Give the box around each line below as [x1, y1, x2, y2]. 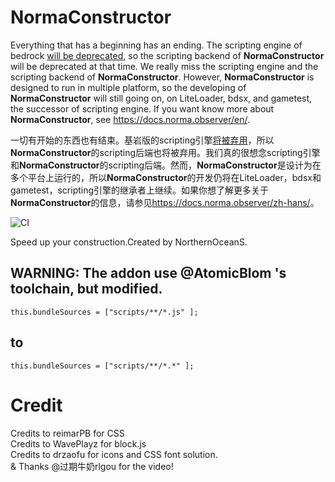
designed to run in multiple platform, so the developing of [10, 81, 247, 93]
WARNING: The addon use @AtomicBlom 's [10, 265, 287, 282]
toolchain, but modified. [10, 281, 163, 298]
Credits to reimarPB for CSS [10, 427, 125, 439]
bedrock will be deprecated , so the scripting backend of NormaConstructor [10, 49, 325, 61]
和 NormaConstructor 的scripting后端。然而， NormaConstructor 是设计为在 [10, 159, 322, 171]
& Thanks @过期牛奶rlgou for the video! [10, 460, 174, 472]
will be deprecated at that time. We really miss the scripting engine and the [10, 60, 319, 72]
